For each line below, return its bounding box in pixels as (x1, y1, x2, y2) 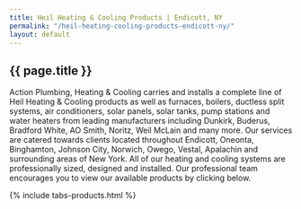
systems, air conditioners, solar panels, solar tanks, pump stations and (9, 106, 270, 117)
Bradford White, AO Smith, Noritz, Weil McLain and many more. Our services (9, 125, 293, 135)
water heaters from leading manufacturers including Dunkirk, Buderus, (9, 116, 271, 126)
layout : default (9, 30, 70, 39)
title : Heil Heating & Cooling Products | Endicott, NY (9, 13, 223, 22)
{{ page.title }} (9, 63, 93, 78)
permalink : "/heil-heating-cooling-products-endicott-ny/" (9, 22, 235, 30)
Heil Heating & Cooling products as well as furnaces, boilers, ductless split (9, 96, 285, 108)
